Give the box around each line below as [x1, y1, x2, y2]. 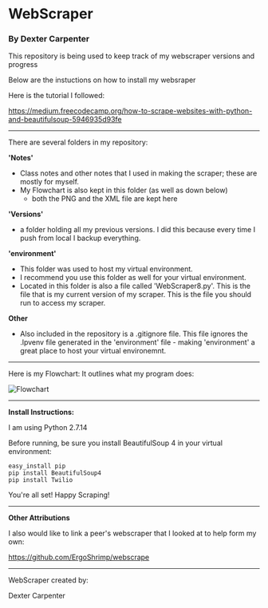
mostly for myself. [19, 177, 80, 187]
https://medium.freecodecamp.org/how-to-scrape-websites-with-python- [8, 106, 253, 116]
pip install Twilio [8, 476, 73, 484]
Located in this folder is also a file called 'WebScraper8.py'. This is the [19, 281, 251, 291]
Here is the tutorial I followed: [8, 91, 105, 101]
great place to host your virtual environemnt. [19, 346, 167, 356]
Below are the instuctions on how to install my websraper [8, 75, 196, 85]
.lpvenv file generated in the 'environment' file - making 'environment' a [19, 338, 255, 347]
